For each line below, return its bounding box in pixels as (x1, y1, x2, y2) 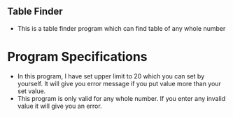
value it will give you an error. (17, 102, 103, 110)
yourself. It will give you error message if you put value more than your (17, 79, 222, 88)
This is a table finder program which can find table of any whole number (17, 24, 226, 32)
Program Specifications (7, 49, 148, 64)
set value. (17, 87, 46, 95)
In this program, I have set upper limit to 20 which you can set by (17, 71, 205, 80)
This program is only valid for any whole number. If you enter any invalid (17, 94, 226, 102)
